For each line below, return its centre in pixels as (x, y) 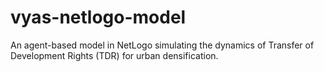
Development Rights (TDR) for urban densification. (114, 55)
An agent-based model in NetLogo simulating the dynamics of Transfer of (162, 45)
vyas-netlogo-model (98, 17)
